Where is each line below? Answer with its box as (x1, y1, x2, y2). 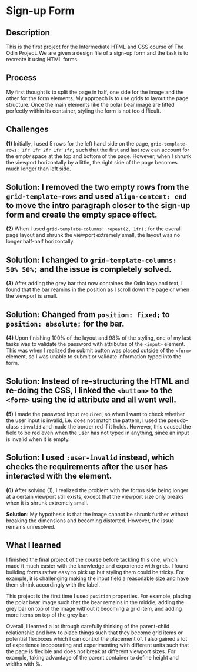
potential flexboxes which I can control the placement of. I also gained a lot (6, 635, 188, 642)
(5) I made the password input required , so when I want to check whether (6, 410, 185, 417)
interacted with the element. (6, 471, 112, 481)
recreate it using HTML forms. (6, 56, 79, 62)
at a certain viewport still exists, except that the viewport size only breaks (6, 493, 184, 500)
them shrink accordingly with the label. (6, 581, 100, 588)
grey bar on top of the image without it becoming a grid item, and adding (6, 605, 182, 612)
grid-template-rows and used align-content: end (6, 192, 187, 202)
